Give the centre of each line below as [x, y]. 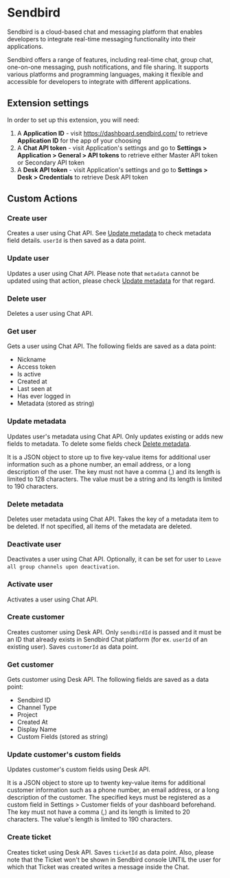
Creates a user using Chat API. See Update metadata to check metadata [109, 233]
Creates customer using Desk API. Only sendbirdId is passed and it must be [114, 632]
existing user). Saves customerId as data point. [73, 646]
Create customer [36, 617]
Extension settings [48, 104]
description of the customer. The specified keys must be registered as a [109, 797]
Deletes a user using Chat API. [50, 314]
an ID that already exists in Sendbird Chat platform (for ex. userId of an [107, 639]
